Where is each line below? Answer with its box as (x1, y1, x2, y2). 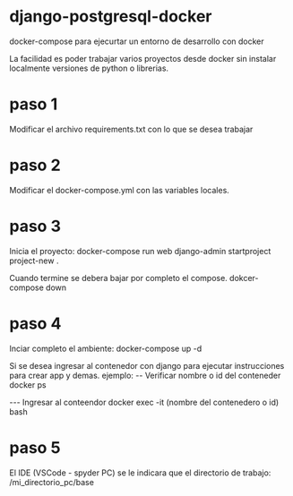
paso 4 (9, 313, 62, 333)
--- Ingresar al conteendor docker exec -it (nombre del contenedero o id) (9, 397, 280, 407)
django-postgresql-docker (9, 6, 212, 27)
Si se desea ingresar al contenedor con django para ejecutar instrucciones (9, 360, 285, 371)
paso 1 (9, 94, 58, 115)
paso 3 (9, 217, 61, 236)
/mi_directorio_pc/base (9, 476, 94, 487)
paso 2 (9, 155, 61, 175)
